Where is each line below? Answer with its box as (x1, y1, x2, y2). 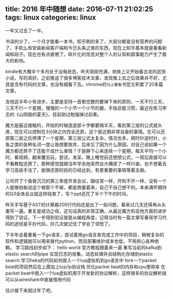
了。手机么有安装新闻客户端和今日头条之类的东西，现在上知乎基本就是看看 (5, 45, 162, 51)
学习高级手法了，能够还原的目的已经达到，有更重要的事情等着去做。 (5, 167, 149, 173)
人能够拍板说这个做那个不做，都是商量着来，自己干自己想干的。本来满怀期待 (5, 184, 167, 190)
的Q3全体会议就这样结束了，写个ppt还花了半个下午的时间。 (5, 190, 131, 197)
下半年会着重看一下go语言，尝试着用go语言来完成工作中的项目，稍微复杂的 (5, 231, 164, 238)
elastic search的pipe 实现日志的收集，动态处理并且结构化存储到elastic (5, 250, 153, 257)
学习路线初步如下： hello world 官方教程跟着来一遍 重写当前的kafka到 (15, 244, 162, 250)
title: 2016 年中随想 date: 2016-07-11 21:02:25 (5, 5, 154, 14)
